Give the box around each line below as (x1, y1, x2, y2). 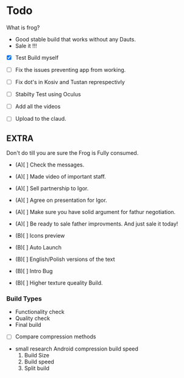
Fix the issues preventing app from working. (15, 66, 126, 73)
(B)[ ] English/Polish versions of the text (15, 255, 115, 263)
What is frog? (6, 24, 40, 31)
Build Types (6, 294, 43, 303)
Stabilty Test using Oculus (15, 91, 81, 98)
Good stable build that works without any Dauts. (15, 35, 136, 43)
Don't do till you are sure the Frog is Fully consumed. (6, 149, 139, 157)
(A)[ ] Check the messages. (15, 161, 85, 168)
